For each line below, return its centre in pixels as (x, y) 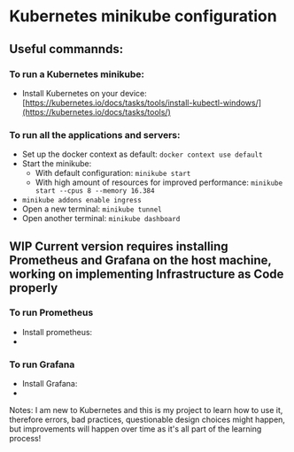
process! (25, 439)
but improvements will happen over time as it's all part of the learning (135, 429)
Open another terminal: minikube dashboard (101, 218)
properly (34, 288)
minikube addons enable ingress (81, 201)
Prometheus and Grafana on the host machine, (140, 260)
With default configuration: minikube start (113, 173)
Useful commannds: (66, 49)
